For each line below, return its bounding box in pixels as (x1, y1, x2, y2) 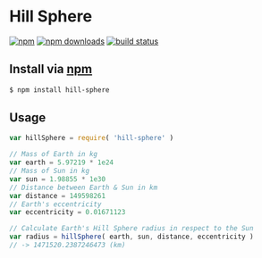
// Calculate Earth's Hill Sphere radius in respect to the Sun (9, 224, 254, 233)
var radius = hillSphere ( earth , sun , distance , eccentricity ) (9, 232, 254, 242)
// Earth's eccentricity (9, 199, 102, 209)
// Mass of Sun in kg (9, 167, 90, 176)
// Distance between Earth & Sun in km (9, 183, 158, 192)
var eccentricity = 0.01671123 (9, 208, 126, 217)
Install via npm (9, 62, 93, 77)
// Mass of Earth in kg (9, 150, 98, 159)
